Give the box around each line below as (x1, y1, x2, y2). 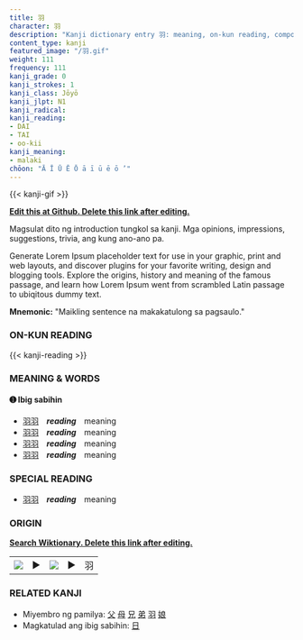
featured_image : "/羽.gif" (9, 47, 110, 56)
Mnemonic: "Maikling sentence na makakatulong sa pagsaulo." (9, 306, 245, 317)
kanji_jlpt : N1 (9, 96, 67, 106)
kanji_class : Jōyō (9, 88, 78, 97)
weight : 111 (9, 55, 54, 64)
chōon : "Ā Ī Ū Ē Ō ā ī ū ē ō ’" (9, 164, 131, 173)
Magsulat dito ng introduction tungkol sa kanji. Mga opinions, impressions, (9, 224, 286, 234)
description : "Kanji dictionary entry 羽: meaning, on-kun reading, (9, 30, 271, 39)
